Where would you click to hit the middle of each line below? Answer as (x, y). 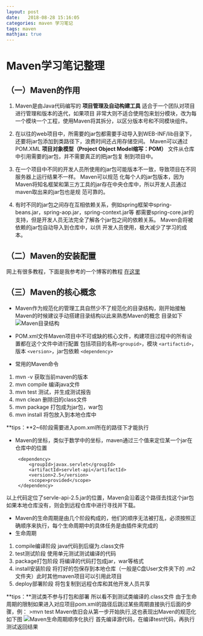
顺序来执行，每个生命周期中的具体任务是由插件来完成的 (89, 525)
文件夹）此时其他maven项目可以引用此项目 (68, 576)
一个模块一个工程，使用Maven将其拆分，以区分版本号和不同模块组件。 (103, 121)
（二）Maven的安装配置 (51, 256)
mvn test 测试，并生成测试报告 (53, 392)
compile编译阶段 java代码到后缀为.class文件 (70, 546)
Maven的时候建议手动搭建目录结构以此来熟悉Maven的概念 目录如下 (99, 315)
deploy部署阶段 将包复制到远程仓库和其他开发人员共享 (82, 583)
